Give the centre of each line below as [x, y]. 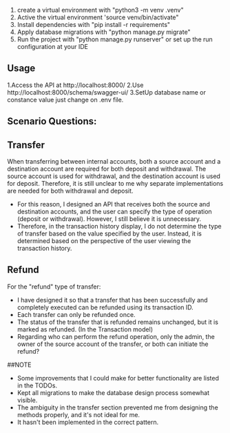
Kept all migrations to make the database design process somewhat [113, 392]
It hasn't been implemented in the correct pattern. [88, 422]
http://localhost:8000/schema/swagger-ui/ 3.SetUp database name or [107, 92]
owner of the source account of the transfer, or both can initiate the [113, 344]
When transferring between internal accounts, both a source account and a [114, 162]
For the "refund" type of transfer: [54, 287]
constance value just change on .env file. [65, 99]
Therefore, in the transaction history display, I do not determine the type [119, 227]
